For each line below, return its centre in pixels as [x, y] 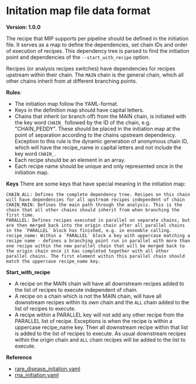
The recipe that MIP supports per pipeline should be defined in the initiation [97, 38]
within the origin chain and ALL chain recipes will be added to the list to [100, 339]
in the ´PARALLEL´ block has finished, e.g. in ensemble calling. [89, 230]
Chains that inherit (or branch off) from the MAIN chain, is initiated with [100, 116]
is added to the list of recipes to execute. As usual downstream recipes [100, 334]
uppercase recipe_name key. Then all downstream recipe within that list [101, 327]
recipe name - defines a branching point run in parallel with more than [98, 241]
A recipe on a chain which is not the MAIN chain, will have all [88, 296]
